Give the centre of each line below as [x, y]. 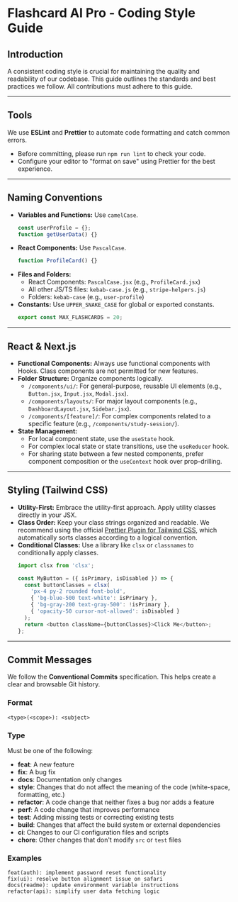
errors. [17, 140]
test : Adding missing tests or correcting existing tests [96, 817]
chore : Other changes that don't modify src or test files [100, 840]
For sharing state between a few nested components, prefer [116, 453]
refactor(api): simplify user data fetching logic [84, 891]
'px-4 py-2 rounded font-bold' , [78, 591]
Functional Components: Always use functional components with [114, 363]
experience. [35, 169]
